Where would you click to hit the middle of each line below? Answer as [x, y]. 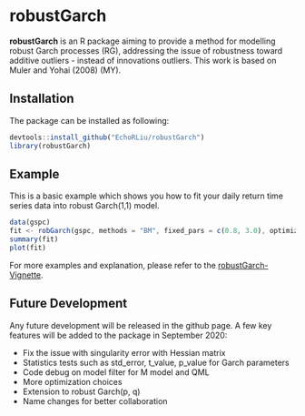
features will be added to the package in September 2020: [118, 335]
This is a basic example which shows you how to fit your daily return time [147, 196]
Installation [42, 99]
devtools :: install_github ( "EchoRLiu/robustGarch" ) [107, 137]
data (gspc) [30, 223]
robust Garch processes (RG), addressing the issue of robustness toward [146, 50]
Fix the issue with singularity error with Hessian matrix [124, 352]
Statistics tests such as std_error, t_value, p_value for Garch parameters [156, 362]
